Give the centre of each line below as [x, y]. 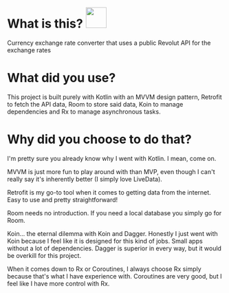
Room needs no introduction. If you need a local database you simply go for [115, 213]
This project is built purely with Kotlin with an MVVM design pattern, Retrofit [115, 97]
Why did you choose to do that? [100, 139]
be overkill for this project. [44, 255]
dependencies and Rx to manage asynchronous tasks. [84, 111]
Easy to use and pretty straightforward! [63, 199]
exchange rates [29, 50]
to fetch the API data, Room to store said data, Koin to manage [95, 104]
